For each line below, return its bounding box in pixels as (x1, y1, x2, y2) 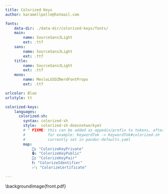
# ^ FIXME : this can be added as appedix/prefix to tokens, (23, 128, 151, 133)
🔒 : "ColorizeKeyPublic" (31, 151, 81, 156)
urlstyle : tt (5, 95, 32, 100)
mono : (14, 72, 26, 78)
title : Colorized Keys (5, 7, 52, 13)
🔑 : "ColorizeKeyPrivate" (31, 146, 84, 151)
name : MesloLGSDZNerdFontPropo (23, 77, 88, 82)
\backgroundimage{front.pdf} (5, 183, 66, 189)
